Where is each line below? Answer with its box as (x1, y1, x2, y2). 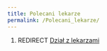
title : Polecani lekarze (7, 10, 81, 17)
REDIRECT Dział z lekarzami (17, 36, 100, 44)
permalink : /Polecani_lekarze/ (7, 17, 100, 24)
